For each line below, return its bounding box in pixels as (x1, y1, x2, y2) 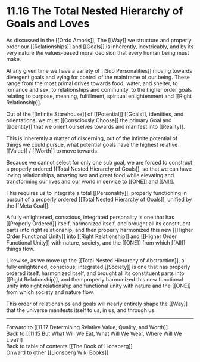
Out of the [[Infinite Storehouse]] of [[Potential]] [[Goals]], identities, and (6, 110, 184, 117)
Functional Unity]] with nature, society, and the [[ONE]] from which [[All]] (6, 239, 186, 246)
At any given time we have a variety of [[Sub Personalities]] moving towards (6, 67, 192, 74)
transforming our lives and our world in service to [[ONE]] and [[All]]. (6, 178, 175, 185)
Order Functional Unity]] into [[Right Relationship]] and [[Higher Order (6, 233, 177, 240)
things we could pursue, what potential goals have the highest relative (6, 141, 178, 148)
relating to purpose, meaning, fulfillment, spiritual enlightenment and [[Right (6, 92, 192, 100)
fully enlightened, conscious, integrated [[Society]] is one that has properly (6, 263, 190, 270)
